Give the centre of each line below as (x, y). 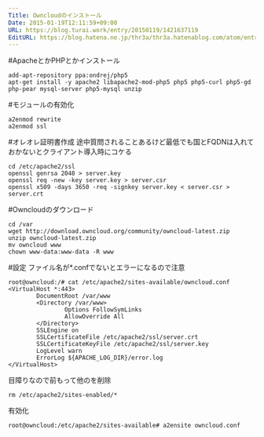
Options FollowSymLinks (103, 310)
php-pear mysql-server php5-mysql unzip (75, 89)
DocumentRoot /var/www (73, 296)
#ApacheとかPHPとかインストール (64, 60)
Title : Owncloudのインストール (55, 15)
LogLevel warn (59, 351)
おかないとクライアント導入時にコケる (70, 152)
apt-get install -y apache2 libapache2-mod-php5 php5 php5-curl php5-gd (130, 82)
